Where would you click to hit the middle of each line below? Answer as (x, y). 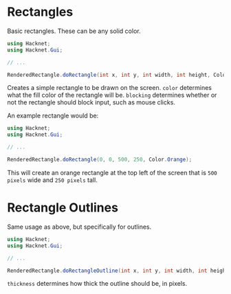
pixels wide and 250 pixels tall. (52, 180)
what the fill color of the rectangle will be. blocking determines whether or (112, 95)
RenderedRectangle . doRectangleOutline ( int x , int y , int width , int (107, 271)
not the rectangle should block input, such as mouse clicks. (91, 102)
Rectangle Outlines (63, 208)
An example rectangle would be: (53, 116)
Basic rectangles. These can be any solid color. (74, 31)
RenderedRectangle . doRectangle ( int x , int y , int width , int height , (109, 75)
